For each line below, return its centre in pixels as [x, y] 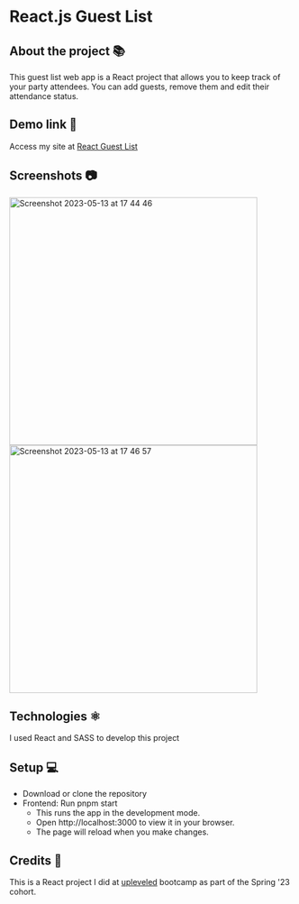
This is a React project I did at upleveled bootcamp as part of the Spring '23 [149, 882]
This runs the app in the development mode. [118, 813]
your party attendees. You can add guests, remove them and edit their [140, 87]
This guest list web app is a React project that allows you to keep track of [145, 77]
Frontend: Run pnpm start [70, 803]
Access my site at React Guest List [73, 146]
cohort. [23, 892]
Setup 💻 [34, 767]
